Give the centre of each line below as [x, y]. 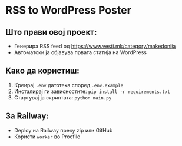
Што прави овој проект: [51, 32]
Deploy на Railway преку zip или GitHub [63, 130]
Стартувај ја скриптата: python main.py [63, 97]
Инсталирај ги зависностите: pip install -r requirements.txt [92, 91]
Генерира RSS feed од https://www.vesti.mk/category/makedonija [95, 46]
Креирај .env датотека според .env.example [69, 85]
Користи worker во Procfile [47, 137]
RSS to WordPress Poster [69, 10]
